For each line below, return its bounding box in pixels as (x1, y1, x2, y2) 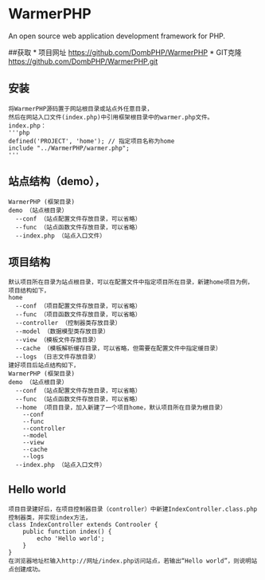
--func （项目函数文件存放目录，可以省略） (15, 311, 142, 319)
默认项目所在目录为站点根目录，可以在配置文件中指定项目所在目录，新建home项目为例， (8, 278, 254, 287)
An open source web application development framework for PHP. (8, 31, 225, 41)
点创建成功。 (8, 566, 45, 574)
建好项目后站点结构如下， (8, 362, 80, 370)
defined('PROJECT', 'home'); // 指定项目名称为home (8, 137, 175, 145)
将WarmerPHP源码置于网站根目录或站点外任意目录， (8, 104, 154, 112)
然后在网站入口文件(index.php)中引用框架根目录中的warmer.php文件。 (8, 113, 213, 121)
